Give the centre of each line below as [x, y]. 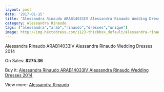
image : [12, 32]
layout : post [18, 9]
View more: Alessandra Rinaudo [37, 85]
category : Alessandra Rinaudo [36, 23]
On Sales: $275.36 [24, 61]
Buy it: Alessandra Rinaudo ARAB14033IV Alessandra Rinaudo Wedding [77, 70]
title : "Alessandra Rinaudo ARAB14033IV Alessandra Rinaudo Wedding [76, 18]
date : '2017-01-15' [25, 14]
